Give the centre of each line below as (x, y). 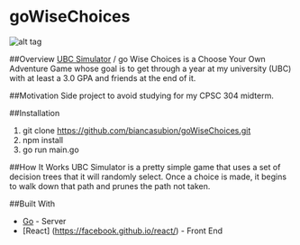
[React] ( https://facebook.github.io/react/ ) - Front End (123, 231)
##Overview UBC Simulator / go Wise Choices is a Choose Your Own (137, 59)
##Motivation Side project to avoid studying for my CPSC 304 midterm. (142, 95)
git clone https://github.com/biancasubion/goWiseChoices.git (136, 130)
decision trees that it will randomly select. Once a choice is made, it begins (148, 177)
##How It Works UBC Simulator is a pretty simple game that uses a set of (145, 167)
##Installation (35, 113)
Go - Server (44, 221)
